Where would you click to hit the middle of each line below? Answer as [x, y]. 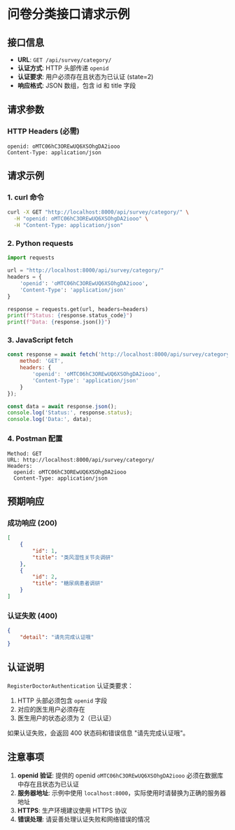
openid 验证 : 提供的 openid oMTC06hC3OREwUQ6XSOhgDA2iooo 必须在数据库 [120, 775]
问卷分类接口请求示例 [69, 14]
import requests [31, 258]
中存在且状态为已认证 [48, 784]
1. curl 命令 [26, 197]
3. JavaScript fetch [40, 340]
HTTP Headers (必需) [43, 132]
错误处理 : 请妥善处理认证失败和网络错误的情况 [84, 819]
